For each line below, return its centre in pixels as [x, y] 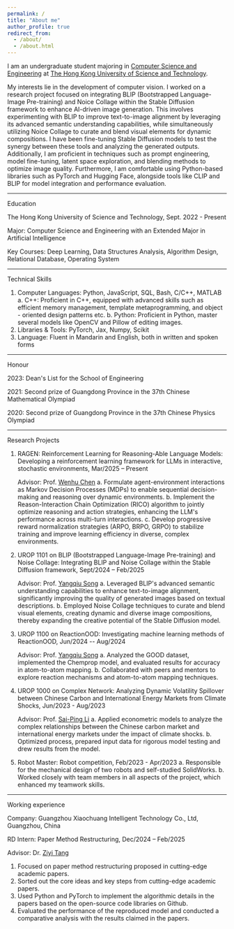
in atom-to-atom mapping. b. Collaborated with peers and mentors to [116, 670]
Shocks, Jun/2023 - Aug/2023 [61, 705]
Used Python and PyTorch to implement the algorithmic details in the [116, 896]
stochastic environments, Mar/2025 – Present [83, 468]
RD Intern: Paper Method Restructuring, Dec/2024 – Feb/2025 [96, 839]
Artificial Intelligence [37, 238]
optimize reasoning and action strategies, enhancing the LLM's [108, 512]
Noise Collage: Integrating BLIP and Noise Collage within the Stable [114, 562]
